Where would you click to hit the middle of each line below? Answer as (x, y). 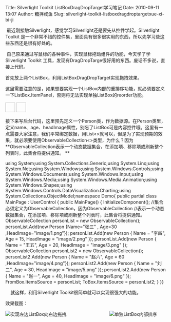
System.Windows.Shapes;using (39, 185)
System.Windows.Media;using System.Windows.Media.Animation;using (81, 179)
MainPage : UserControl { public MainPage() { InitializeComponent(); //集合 (84, 202)
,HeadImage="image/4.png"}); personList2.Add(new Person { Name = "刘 (83, 263)
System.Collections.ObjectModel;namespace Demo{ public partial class (81, 196)
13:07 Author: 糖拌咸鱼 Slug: (35, 14)
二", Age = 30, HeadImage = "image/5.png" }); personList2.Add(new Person (85, 270)
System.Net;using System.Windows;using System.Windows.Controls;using (84, 169)
